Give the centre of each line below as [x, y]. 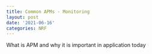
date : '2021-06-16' [31, 23]
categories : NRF [26, 28]
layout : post [23, 17]
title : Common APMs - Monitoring [48, 12]
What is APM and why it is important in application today [76, 45]
